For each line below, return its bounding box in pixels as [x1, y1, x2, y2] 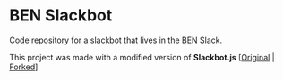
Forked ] [9, 61, 39, 72]
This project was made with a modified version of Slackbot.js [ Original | [9, 52, 275, 62]
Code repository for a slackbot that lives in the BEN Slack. [9, 35, 223, 45]
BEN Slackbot [9, 5, 113, 26]
